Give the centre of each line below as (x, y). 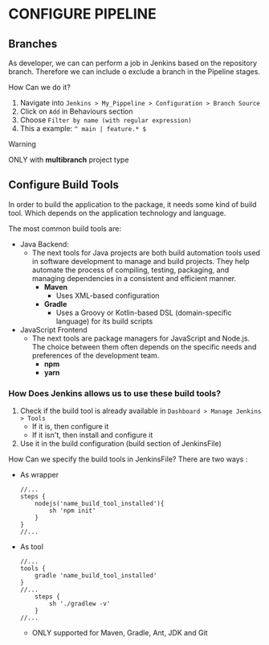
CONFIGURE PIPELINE (82, 14)
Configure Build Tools (63, 185)
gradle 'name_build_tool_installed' (96, 576)
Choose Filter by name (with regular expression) (106, 120)
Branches (33, 44)
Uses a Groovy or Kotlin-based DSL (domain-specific (144, 312)
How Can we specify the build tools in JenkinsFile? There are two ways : (128, 459)
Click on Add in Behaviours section (77, 111)
